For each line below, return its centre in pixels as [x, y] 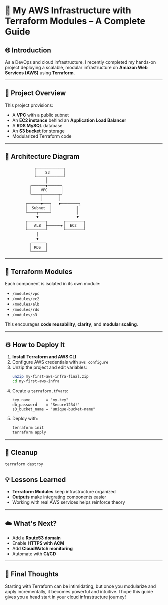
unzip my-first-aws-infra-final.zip [50, 377]
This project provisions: [29, 105]
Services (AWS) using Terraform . [40, 73]
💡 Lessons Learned [36, 479]
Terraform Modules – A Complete [75, 21]
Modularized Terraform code [42, 136]
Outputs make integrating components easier [59, 497]
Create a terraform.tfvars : [40, 391]
